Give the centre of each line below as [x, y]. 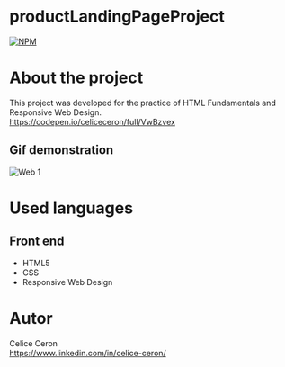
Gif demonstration [62, 150]
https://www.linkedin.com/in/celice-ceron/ [88, 353]
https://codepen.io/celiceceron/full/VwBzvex [92, 121]
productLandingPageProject [117, 17]
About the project [76, 78]
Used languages [71, 208]
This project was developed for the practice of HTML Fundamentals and [142, 103]
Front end [37, 242]
